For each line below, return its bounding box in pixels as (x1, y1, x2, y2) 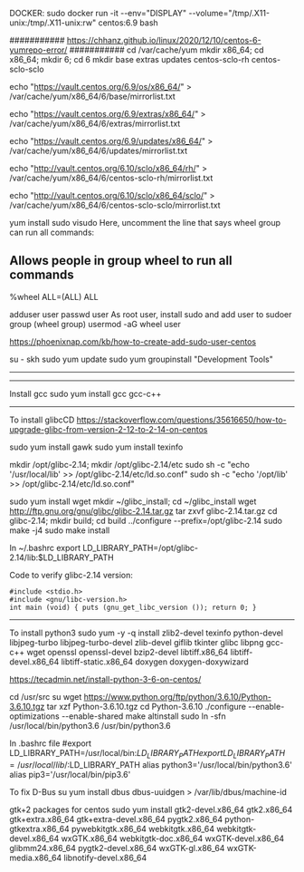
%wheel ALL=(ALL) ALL (9, 291, 100, 302)
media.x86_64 (9, 852, 62, 863)
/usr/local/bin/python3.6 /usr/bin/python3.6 (9, 720, 172, 731)
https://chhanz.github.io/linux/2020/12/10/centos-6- (66, 35, 261, 45)
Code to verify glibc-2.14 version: (9, 569, 134, 580)
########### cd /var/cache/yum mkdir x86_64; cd (69, 44, 264, 55)
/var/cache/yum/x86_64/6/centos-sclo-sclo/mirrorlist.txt (9, 199, 221, 210)
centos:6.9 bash (98, 17, 158, 28)
